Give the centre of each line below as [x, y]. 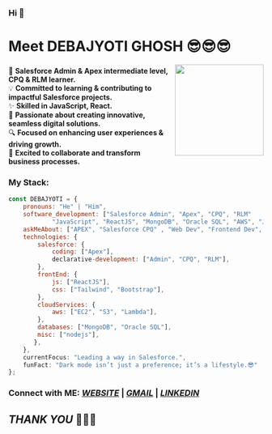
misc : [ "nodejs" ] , [68, 335]
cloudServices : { [66, 304]
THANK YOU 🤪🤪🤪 [53, 419]
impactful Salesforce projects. [61, 97]
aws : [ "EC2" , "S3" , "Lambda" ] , [104, 312]
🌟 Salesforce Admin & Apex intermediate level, [88, 71]
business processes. [45, 162]
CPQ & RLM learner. [42, 79]
